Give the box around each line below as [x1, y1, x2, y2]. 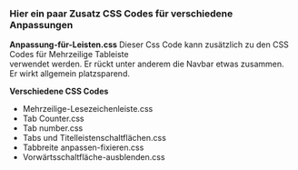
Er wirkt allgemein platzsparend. [9, 68, 130, 79]
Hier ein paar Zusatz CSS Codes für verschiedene [9, 7, 233, 20]
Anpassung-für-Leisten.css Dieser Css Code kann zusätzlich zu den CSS [9, 39, 289, 50]
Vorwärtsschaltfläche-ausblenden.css [22, 152, 165, 163]
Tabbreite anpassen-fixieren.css [22, 142, 144, 153]
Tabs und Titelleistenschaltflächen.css [22, 133, 166, 144]
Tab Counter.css [22, 113, 84, 125]
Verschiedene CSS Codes [9, 85, 109, 97]
